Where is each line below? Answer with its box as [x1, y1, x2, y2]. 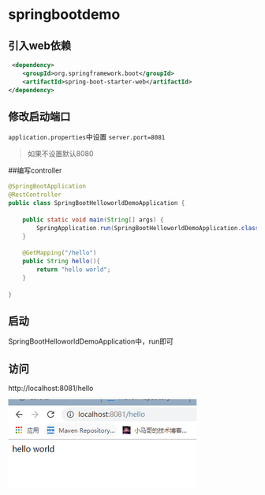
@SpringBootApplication [8, 183, 87, 191]
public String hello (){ [22, 258, 101, 266]
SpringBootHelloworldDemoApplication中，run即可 [8, 337, 174, 346]
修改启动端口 [8, 110, 71, 123]
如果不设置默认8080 [27, 149, 94, 158]
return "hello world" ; [36, 266, 111, 274]
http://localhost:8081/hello [8, 384, 94, 393]
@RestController [8, 191, 62, 199]
